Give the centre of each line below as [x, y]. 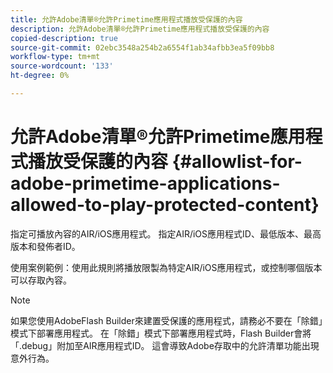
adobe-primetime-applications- [145, 183]
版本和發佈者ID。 [45, 246]
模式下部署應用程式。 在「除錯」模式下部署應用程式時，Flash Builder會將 [161, 333]
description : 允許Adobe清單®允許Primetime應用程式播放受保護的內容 [140, 29]
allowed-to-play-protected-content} [165, 205]
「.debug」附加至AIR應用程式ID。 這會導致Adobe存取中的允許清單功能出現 [165, 345]
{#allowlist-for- [237, 162]
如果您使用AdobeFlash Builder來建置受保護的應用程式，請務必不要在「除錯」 [166, 320]
